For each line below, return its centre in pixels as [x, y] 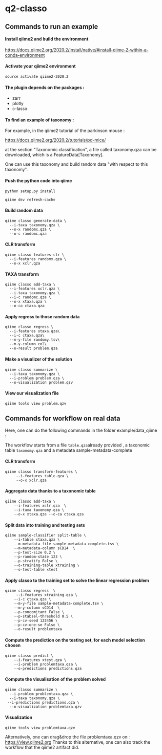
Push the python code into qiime [39, 180]
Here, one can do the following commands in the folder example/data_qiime [81, 430]
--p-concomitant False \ [39, 612]
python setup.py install [30, 191]
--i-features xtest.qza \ [40, 660]
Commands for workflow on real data [63, 419]
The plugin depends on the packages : [45, 87]
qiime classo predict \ [29, 656]
